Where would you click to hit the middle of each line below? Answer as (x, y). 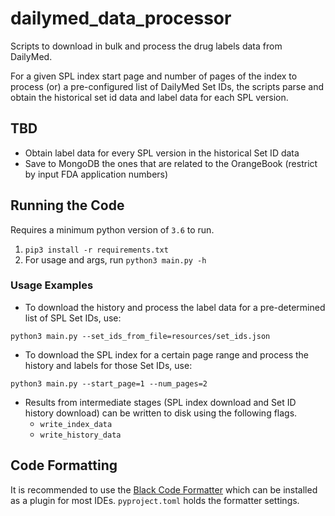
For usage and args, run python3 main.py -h (115, 259)
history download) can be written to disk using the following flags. (161, 413)
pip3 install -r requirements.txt (96, 250)
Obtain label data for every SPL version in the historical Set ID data (162, 153)
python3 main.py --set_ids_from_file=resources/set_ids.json (140, 336)
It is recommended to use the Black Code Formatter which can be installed (164, 489)
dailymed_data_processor (121, 18)
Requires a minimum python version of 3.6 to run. (112, 229)
